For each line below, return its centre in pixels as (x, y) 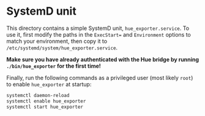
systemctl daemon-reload (38, 95)
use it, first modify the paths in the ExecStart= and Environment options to (99, 34)
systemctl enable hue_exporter (46, 101)
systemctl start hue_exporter (45, 107)
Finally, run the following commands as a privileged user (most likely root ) (100, 78)
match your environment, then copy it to (57, 41)
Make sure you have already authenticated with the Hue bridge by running (103, 59)
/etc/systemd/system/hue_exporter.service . (62, 48)
